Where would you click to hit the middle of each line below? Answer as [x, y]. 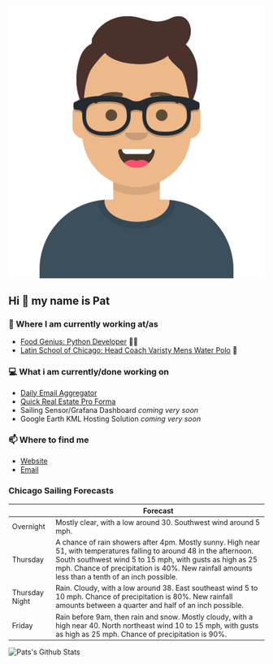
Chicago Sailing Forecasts [61, 490]
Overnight [29, 527]
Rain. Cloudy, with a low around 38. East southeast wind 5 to [157, 588]
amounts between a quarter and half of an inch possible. [149, 605]
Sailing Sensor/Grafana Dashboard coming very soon [109, 410]
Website [34, 461]
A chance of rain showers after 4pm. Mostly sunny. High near [158, 542]
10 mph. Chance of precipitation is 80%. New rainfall [144, 597]
